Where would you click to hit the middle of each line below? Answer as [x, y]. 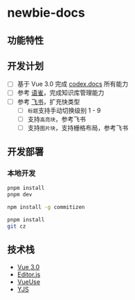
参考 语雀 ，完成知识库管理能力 [61, 93]
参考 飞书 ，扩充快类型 [48, 102]
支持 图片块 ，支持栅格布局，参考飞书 [78, 127]
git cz [17, 226]
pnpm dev [20, 195]
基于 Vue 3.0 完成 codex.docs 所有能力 [73, 84]
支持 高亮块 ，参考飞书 [57, 119]
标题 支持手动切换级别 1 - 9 [64, 110]
